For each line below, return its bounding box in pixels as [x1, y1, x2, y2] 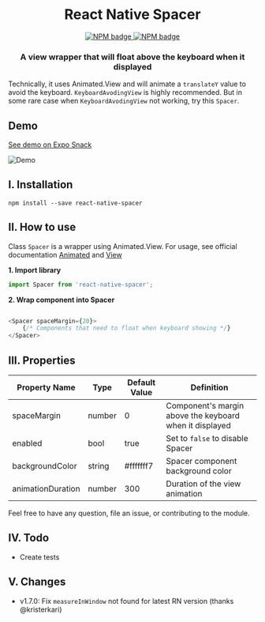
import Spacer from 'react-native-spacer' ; [8, 281, 154, 288]
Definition [190, 382, 229, 393]
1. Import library [8, 265, 62, 274]
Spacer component [166, 455, 237, 466]
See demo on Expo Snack [8, 140, 92, 149]
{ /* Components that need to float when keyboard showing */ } [22, 324, 231, 333]
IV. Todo [8, 531, 50, 545]
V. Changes [8, 575, 66, 589]
